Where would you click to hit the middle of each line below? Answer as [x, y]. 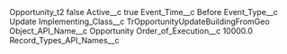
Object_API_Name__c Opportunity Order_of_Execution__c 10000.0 [131, 31]
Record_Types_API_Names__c [64, 40]
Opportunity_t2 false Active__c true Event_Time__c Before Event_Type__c [144, 12]
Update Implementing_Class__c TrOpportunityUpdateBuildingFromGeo [139, 21]
